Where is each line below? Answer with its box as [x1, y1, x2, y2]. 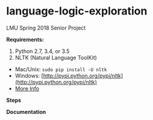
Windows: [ [14, 72, 43, 79]
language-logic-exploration [6, 4, 148, 18]
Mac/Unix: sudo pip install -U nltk [14, 65, 107, 73]
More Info [14, 84, 40, 92]
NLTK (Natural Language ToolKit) [14, 54, 98, 61]
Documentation [6, 108, 46, 115]
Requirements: [6, 36, 44, 43]
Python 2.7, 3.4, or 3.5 [14, 47, 70, 55]
